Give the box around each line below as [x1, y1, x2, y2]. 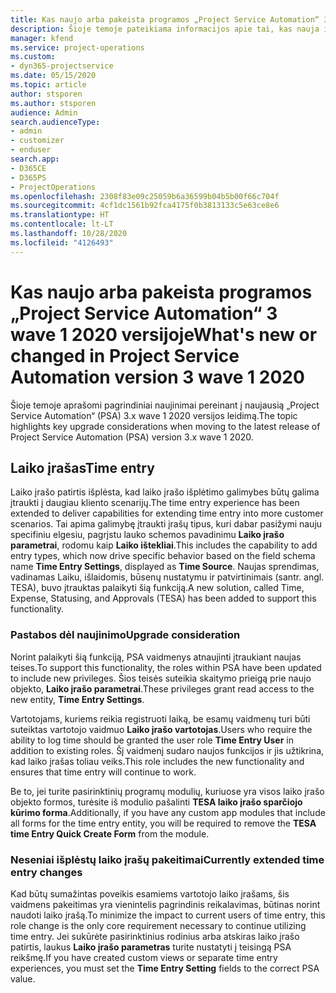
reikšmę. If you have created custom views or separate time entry [10, 951, 278, 963]
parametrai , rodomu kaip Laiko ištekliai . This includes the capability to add [10, 539, 318, 551]
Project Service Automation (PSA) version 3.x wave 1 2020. [10, 431, 254, 443]
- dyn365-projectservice [10, 61, 114, 71]
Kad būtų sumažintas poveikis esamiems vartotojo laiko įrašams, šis [10, 887, 290, 900]
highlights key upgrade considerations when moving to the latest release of [10, 420, 321, 432]
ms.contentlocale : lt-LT [10, 219, 114, 230]
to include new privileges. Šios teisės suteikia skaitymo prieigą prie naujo [10, 672, 312, 684]
